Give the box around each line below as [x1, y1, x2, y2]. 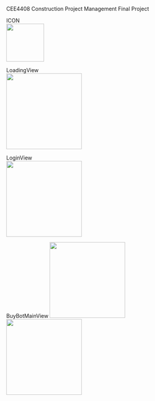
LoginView [6, 154, 33, 161]
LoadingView [6, 67, 39, 73]
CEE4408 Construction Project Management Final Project [6, 5, 150, 12]
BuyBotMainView [6, 312, 49, 319]
